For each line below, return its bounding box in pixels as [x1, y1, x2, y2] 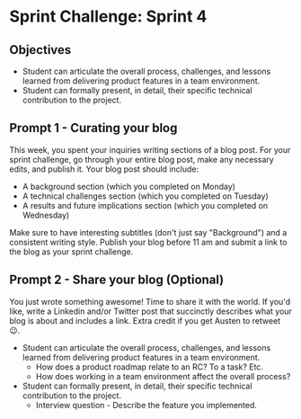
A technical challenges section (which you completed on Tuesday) [22, 191, 270, 201]
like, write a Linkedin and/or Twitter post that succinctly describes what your [9, 306, 292, 316]
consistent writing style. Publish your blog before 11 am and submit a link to [9, 236, 288, 247]
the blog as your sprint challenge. [9, 245, 134, 257]
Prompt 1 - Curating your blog [9, 120, 178, 136]
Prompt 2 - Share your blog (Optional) [9, 272, 225, 288]
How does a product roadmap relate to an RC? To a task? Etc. [35, 361, 263, 372]
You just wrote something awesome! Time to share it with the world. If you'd [9, 296, 291, 307]
